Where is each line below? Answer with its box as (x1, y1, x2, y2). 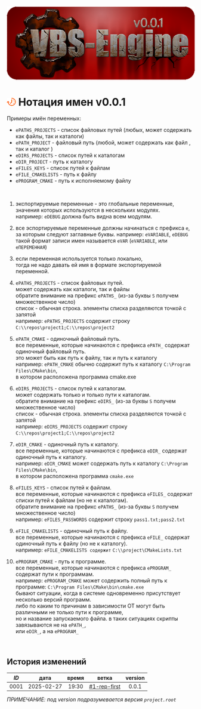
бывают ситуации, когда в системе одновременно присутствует (15, 590, 181, 597)
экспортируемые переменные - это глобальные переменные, (15, 201, 175, 208)
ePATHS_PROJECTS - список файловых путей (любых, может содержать (15, 127, 192, 134)
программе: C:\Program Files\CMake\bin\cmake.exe (15, 583, 144, 591)
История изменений (7, 656, 87, 667)
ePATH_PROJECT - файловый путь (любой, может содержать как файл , (15, 139, 191, 146)
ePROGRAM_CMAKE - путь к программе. (15, 558, 107, 565)
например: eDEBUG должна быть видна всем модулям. (15, 213, 153, 220)
